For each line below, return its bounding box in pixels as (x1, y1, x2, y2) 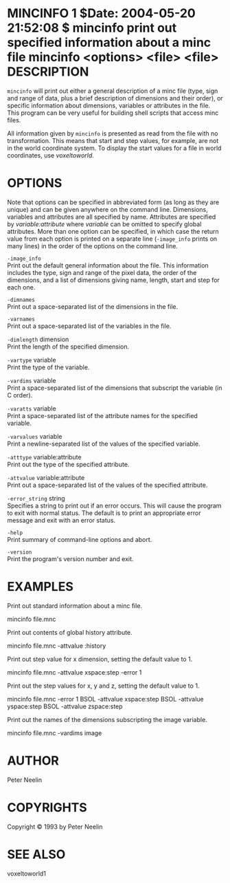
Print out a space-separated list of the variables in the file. (7, 322, 172, 330)
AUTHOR (7, 753, 60, 768)
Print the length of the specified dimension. (7, 342, 130, 351)
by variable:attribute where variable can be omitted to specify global (7, 219, 202, 228)
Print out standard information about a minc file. (7, 601, 143, 610)
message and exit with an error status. (7, 516, 115, 524)
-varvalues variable (7, 432, 62, 440)
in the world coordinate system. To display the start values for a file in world (7, 144, 222, 152)
